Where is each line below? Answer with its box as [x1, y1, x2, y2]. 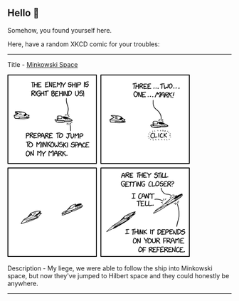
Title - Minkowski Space [7, 60, 78, 68]
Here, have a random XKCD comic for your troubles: [7, 40, 160, 48]
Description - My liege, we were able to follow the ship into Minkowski [7, 264, 213, 273]
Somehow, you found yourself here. [7, 26, 112, 34]
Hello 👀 [7, 7, 40, 19]
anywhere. [7, 279, 38, 287]
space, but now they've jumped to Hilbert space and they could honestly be [7, 271, 230, 280]
